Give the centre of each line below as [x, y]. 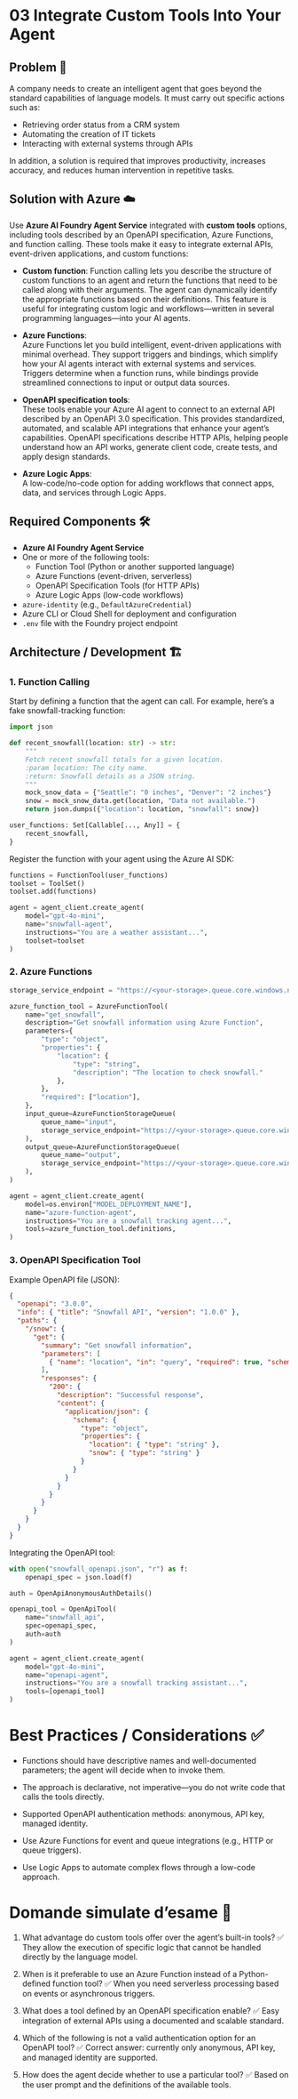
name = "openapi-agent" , [67, 1675]
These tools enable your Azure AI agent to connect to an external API [149, 409]
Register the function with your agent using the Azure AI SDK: [122, 858]
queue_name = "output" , [81, 1155]
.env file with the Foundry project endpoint [100, 623]
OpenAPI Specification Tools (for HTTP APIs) [117, 585]
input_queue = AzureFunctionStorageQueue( [101, 1114]
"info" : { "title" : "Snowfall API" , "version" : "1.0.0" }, [129, 1313]
